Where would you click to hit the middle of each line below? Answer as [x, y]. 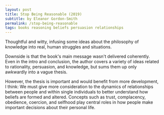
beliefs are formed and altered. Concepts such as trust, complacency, [75, 97]
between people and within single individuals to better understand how [77, 92]
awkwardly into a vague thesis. [36, 72]
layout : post [18, 10]
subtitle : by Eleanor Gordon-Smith [41, 19]
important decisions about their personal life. [50, 108]
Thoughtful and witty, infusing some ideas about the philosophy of [72, 42]
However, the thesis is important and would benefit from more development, [82, 82]
